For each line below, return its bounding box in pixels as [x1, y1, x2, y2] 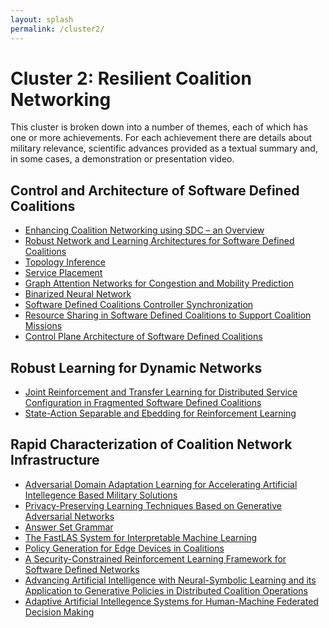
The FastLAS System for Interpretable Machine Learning [24, 531, 257, 543]
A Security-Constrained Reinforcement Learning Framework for [24, 552, 287, 565]
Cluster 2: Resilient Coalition [10, 67, 252, 90]
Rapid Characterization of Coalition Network [10, 436, 293, 453]
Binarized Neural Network [24, 288, 132, 300]
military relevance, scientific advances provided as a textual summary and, [10, 142, 318, 155]
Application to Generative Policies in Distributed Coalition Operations [24, 584, 308, 596]
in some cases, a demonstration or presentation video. [10, 153, 235, 165]
